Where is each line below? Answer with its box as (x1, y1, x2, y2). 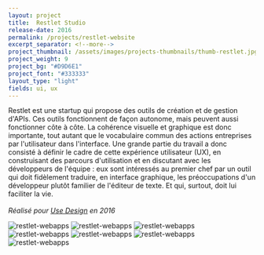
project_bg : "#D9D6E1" (8, 63, 82, 71)
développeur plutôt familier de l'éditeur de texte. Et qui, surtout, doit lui (8, 181, 237, 191)
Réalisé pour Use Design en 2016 (8, 206, 115, 216)
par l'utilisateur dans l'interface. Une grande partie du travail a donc (8, 139, 228, 149)
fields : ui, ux (8, 84, 58, 93)
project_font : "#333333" (8, 70, 90, 78)
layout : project (8, 11, 61, 20)
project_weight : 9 (8, 56, 68, 64)
